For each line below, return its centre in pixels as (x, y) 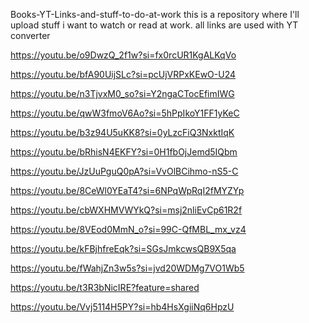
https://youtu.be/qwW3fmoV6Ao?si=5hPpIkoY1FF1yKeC (125, 113)
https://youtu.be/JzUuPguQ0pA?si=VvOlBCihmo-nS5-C (124, 171)
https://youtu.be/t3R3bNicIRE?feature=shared (105, 287)
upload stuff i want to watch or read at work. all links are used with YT (154, 25)
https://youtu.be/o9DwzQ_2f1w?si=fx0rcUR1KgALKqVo (123, 55)
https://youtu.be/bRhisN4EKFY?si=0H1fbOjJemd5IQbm (124, 152)
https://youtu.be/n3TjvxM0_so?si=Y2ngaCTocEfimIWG (122, 93)
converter (30, 35)
